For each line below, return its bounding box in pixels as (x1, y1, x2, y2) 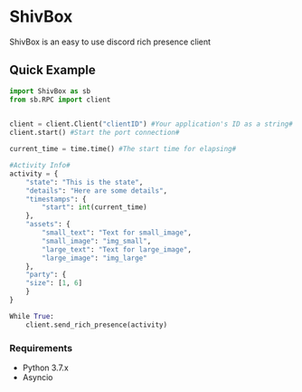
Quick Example (9, 62, 97, 78)
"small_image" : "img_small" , (42, 236, 152, 245)
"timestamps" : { (25, 195, 88, 204)
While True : (9, 311, 54, 320)
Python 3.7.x (22, 362, 70, 373)
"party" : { (25, 270, 67, 280)
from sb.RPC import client (9, 95, 111, 104)
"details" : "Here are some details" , (25, 186, 168, 196)
